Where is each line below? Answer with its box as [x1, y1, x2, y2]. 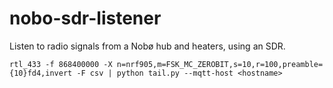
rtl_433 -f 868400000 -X [9, 59, 113, 69]
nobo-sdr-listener [9, 7, 162, 30]
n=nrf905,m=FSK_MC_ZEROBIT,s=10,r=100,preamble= [116, 59, 324, 69]
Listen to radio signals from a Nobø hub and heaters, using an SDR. [9, 40, 286, 52]
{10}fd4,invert [9, 68, 73, 78]
